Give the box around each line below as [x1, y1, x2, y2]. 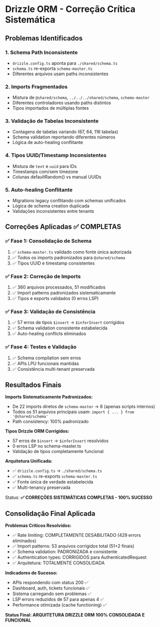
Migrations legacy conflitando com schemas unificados [12, 198, 126, 204]
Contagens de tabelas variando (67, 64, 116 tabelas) [12, 129, 118, 135]
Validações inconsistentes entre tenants [12, 208, 94, 214]
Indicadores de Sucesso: [5, 570, 58, 576]
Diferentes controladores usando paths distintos [12, 100, 111, 106]
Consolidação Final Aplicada [5, 509, 95, 518]
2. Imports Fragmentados [5, 83, 68, 90]
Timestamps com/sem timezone [12, 168, 79, 174]
